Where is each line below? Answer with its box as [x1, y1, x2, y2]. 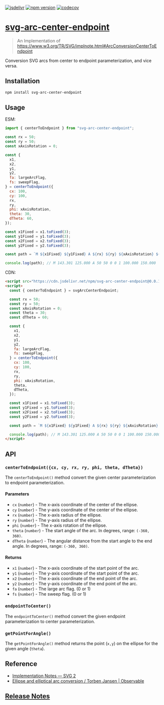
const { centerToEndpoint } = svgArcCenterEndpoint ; [9, 288, 119, 293]
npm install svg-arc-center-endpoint [5, 90, 82, 95]
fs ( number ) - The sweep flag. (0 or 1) [12, 591, 86, 597]
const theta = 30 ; [9, 311, 47, 315]
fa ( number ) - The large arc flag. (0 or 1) [12, 586, 91, 592]
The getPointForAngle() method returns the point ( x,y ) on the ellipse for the [5, 641, 158, 646]
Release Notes [5, 692, 50, 701]
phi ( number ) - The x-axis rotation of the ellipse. [12, 522, 107, 528]
